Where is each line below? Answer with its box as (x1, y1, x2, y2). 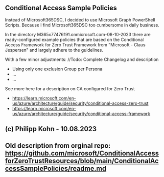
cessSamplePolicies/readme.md (5, 164, 107, 173)
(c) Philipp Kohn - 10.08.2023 (5, 125, 97, 133)
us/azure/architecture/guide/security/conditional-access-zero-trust (12, 100, 149, 106)
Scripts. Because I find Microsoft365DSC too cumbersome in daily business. (5, 22, 160, 28)
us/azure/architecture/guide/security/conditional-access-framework (12, 111, 150, 117)
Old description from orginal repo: (5, 141, 111, 150)
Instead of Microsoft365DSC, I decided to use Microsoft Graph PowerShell (5, 17, 155, 22)
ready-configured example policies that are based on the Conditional (5, 37, 144, 42)
